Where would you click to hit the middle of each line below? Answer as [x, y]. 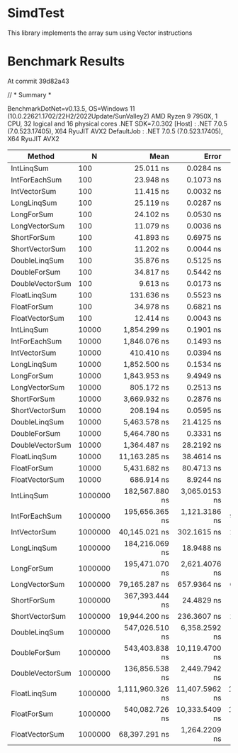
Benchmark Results [66, 61]
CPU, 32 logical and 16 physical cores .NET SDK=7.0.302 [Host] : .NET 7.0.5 [118, 123]
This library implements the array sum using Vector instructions [100, 33]
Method [41, 156]
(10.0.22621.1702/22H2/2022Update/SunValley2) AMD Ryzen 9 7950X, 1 [113, 116]
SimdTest [36, 13]
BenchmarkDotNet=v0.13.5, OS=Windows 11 [71, 109]
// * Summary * [29, 94]
